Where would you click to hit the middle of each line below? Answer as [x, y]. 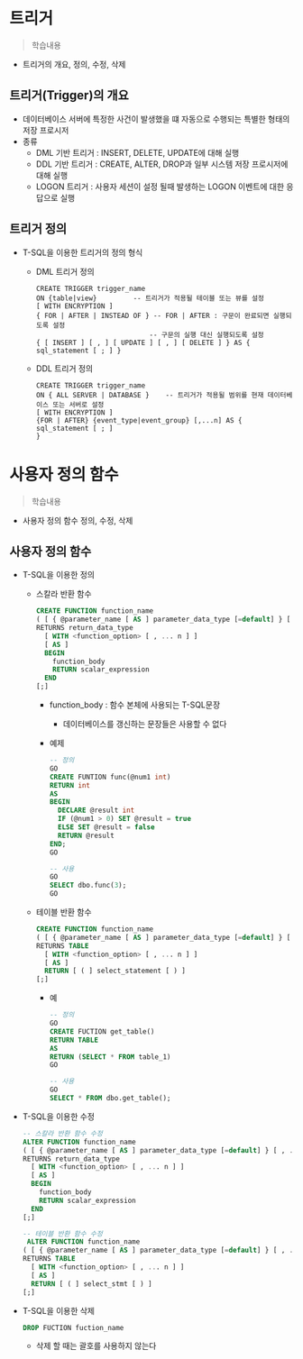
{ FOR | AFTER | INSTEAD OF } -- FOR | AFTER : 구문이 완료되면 [152, 315]
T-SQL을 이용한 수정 [58, 1116]
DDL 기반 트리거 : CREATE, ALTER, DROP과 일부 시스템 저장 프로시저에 [162, 164]
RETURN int [69, 785]
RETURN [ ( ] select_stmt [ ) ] [92, 1284]
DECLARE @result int [96, 811]
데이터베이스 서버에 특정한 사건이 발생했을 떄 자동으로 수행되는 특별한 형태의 [156, 119]
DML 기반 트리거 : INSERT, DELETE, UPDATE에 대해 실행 [138, 152]
